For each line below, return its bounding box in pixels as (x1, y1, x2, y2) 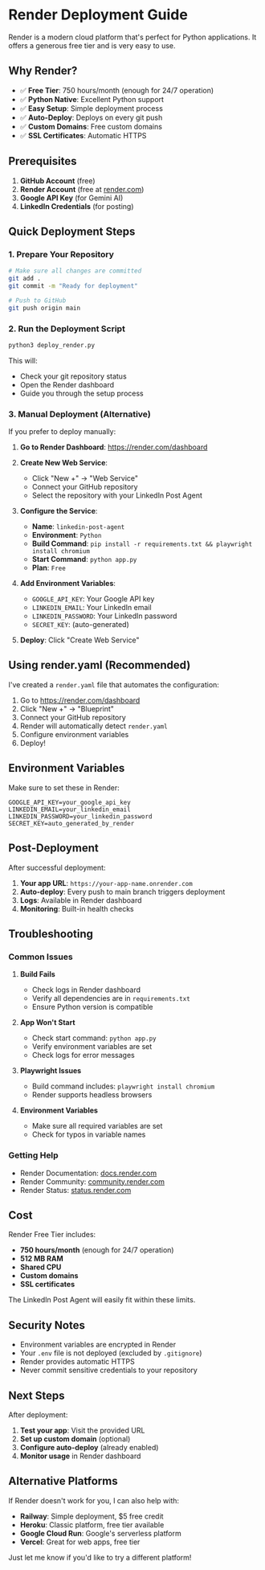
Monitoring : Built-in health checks (19, 904, 134, 913)
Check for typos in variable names (31, 1129, 146, 1139)
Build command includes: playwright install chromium (31, 1081, 215, 1091)
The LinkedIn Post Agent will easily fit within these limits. (8, 1295, 196, 1305)
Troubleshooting (8, 927, 94, 941)
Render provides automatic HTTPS (19, 1357, 135, 1367)
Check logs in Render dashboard (31, 985, 141, 994)
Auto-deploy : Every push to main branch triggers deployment (19, 887, 226, 896)
